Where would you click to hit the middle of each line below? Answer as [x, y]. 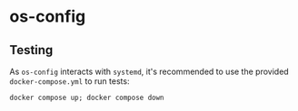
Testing [31, 50]
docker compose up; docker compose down [87, 97]
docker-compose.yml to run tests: [70, 81]
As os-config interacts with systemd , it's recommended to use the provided [149, 71]
